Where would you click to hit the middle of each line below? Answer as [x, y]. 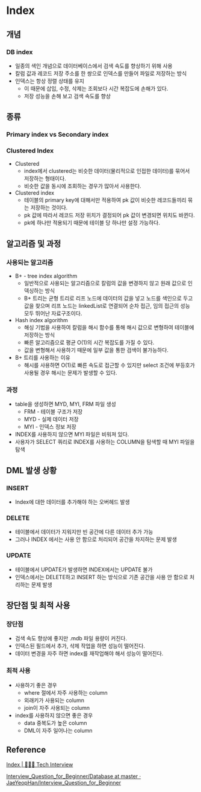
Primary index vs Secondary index [57, 135]
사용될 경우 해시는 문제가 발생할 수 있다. [70, 373]
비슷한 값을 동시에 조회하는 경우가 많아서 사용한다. [82, 186]
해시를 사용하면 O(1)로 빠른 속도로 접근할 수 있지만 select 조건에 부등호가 [110, 365]
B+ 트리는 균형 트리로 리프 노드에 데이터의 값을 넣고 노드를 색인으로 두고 [108, 298]
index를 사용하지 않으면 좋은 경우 [54, 715]
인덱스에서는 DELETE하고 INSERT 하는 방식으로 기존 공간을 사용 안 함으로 [101, 577]
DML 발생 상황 [32, 470]
